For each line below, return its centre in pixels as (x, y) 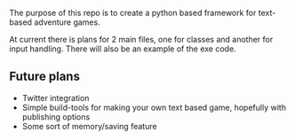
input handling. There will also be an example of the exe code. (123, 49)
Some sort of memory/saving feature (89, 126)
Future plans (44, 77)
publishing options (56, 117)
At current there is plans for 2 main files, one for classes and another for (141, 39)
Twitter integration (56, 97)
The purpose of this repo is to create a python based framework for (133, 13)
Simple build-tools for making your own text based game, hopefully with (154, 107)
